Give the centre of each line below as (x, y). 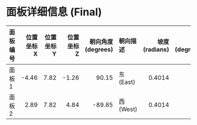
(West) (128, 109)
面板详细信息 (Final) (54, 12)
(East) (127, 82)
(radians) (156, 49)
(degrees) (99, 49)
